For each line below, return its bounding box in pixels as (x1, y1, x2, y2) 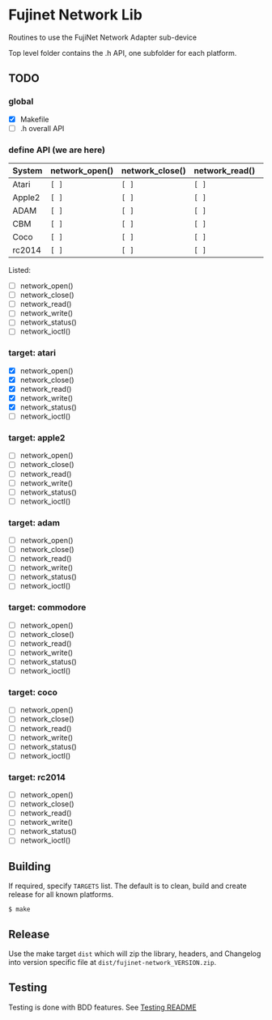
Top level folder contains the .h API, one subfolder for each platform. (8, 48, 237, 57)
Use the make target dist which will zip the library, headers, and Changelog (8, 949, 261, 958)
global (8, 96, 34, 107)
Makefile (19, 114, 49, 124)
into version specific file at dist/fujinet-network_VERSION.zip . (8, 958, 217, 967)
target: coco (8, 686, 58, 698)
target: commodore (8, 601, 87, 613)
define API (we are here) (8, 144, 105, 155)
